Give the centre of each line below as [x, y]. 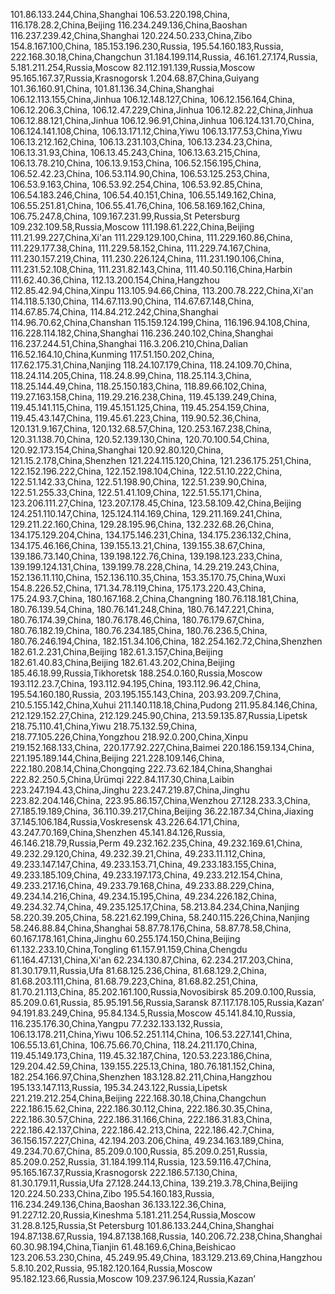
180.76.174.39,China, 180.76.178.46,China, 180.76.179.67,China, [137, 620]
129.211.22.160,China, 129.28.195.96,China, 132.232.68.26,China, [142, 524]
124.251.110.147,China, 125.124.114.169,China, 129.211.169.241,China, [146, 513]
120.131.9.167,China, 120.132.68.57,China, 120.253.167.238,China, [141, 428]
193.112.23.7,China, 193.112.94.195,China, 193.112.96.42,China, [136, 683]
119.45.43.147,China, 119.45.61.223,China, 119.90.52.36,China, [136, 418]
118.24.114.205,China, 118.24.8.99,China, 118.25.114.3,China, [131, 375]
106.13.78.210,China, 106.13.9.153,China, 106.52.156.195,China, [136, 163]
